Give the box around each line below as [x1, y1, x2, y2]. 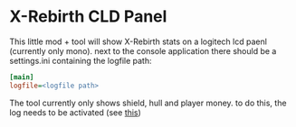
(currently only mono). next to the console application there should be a [9, 45, 277, 56]
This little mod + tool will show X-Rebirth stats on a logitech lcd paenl [9, 36, 267, 47]
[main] [9, 72, 34, 82]
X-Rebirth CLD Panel [9, 6, 167, 27]
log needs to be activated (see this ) [9, 106, 142, 118]
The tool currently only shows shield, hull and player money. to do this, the [9, 97, 287, 108]
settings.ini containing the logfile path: [9, 55, 152, 66]
